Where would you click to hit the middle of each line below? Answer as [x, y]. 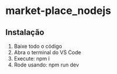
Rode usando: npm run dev [46, 65]
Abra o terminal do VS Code [47, 52]
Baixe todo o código [38, 46]
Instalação [25, 32]
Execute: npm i [32, 59]
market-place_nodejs [58, 11]
